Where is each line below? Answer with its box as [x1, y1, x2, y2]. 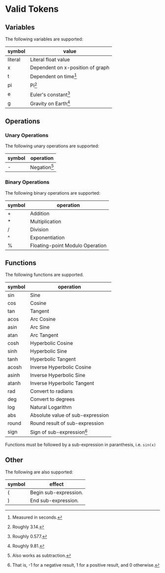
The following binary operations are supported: [5, 190, 101, 196]
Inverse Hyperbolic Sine [30, 372, 85, 379]
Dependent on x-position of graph [30, 64, 110, 71]
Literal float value [30, 56, 70, 63]
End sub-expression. [30, 497, 79, 504]
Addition [30, 210, 50, 217]
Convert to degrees [30, 396, 75, 403]
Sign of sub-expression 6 [30, 428, 88, 436]
